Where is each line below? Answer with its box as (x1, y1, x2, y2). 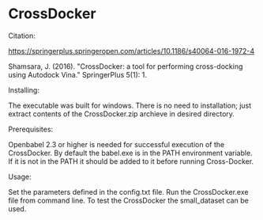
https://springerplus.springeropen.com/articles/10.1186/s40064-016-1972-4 (8, 46, 255, 55)
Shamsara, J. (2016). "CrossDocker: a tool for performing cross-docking (8, 61, 243, 71)
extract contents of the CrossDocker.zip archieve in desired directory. (8, 108, 235, 119)
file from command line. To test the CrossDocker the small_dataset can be (8, 195, 249, 205)
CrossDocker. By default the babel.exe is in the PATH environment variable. (8, 148, 253, 157)
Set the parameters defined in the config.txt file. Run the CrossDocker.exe (8, 187, 249, 196)
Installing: (8, 85, 39, 95)
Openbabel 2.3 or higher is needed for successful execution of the (8, 139, 225, 149)
